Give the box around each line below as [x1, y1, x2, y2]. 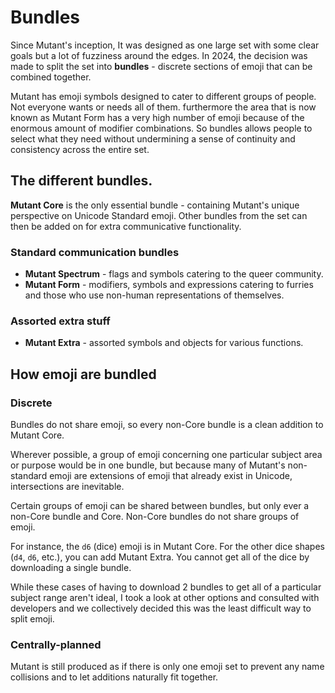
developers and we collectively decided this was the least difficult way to [10, 602, 312, 615]
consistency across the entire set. [10, 143, 150, 155]
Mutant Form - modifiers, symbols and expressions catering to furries [24, 279, 314, 291]
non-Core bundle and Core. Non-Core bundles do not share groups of [10, 511, 300, 523]
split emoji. [10, 613, 55, 625]
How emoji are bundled [10, 366, 157, 383]
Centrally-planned [10, 637, 102, 651]
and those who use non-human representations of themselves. [24, 289, 285, 301]
